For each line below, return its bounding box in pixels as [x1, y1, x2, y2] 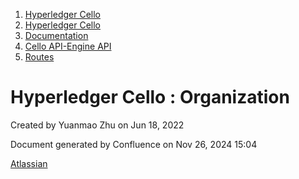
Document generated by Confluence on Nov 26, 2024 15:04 [10, 138, 258, 150]
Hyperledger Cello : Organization [10, 86, 290, 109]
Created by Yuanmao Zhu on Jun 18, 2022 [10, 119, 185, 131]
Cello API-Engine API [24, 40, 112, 52]
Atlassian [10, 157, 48, 169]
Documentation [24, 30, 89, 41]
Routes [24, 51, 55, 63]
